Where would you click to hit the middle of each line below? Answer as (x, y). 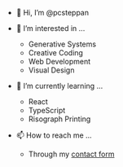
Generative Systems (62, 44)
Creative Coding (56, 53)
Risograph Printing (59, 119)
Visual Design (51, 70)
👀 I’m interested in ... (51, 28)
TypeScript (47, 110)
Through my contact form (71, 154)
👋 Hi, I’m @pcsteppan (53, 13)
